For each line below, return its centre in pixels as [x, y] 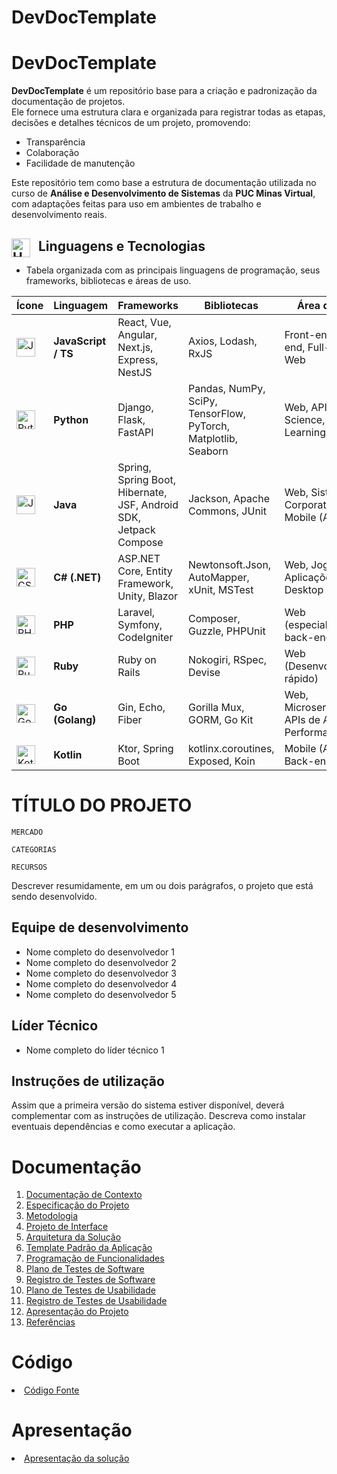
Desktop [304, 589]
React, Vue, [144, 322]
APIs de [302, 719]
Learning [305, 432]
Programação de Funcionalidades [95, 1258]
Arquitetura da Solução [73, 1237]
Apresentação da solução [77, 1458]
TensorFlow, [217, 413]
